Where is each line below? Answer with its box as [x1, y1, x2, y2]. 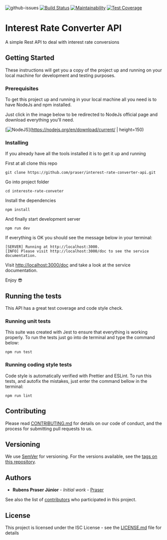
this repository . [5, 459, 37, 465]
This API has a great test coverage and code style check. [5, 305, 123, 311]
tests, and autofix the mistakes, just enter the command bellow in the [5, 378, 147, 384]
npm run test [5, 350, 33, 355]
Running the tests [5, 292, 62, 300]
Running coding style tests [5, 361, 72, 368]
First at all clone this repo [5, 160, 58, 166]
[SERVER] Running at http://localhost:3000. [5, 244, 100, 249]
